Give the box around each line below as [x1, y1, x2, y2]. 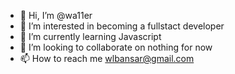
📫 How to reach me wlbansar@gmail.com [19, 53, 195, 64]
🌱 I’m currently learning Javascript [19, 31, 162, 42]
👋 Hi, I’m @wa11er [19, 10, 93, 21]
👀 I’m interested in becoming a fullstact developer [19, 20, 225, 32]
